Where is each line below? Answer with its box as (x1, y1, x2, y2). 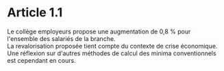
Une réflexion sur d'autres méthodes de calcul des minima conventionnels (7, 49, 217, 57)
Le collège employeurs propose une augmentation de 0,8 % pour (7, 27, 191, 35)
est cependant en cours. (7, 56, 77, 64)
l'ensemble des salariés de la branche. (7, 34, 116, 42)
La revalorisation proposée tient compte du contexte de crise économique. (7, 42, 218, 50)
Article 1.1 (7, 5, 63, 20)
